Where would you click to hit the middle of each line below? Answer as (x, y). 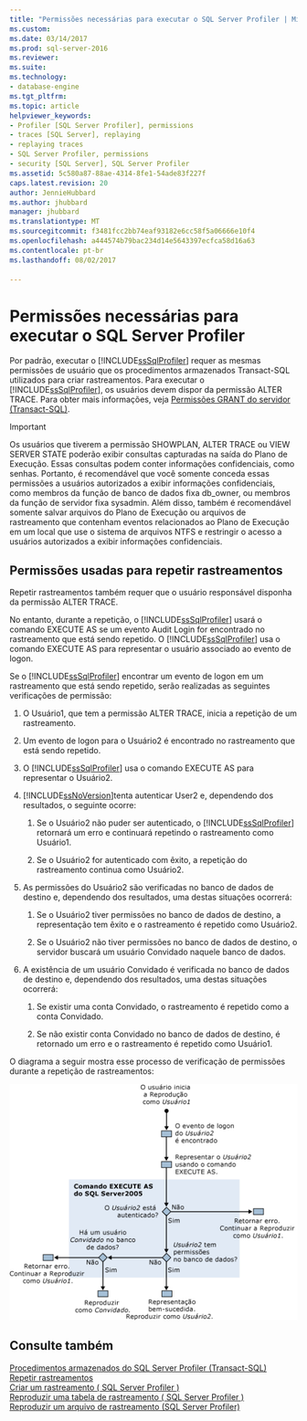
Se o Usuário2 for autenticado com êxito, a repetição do (142, 860)
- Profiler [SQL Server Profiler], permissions (102, 125)
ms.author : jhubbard (49, 202)
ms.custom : (30, 29)
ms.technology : (38, 78)
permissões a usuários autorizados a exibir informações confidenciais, (143, 483)
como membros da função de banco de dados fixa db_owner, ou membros (150, 493)
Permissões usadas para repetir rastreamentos (146, 570)
